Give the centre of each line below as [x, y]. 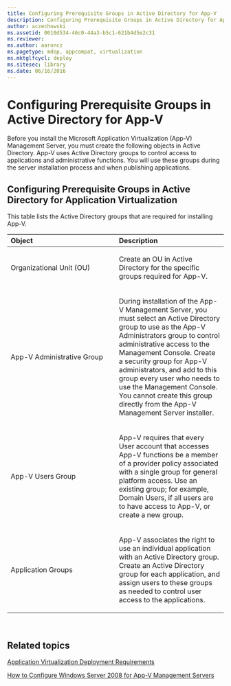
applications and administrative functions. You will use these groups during [113, 160]
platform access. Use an [158, 481]
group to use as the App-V [163, 327]
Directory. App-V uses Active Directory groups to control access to [102, 153]
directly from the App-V [158, 404]
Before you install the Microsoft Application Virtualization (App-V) [100, 139]
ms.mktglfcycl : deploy [40, 58]
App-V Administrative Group [57, 357]
